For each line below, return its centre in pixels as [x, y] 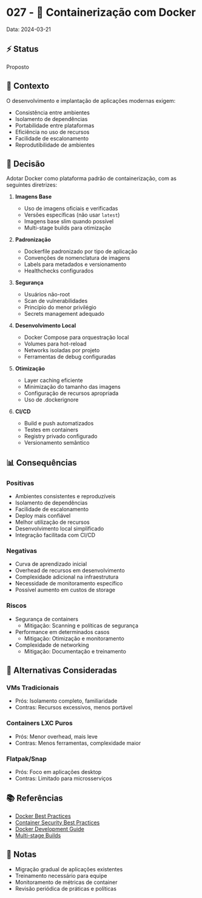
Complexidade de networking [52, 645]
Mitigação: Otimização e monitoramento [74, 638]
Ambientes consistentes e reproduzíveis [65, 496]
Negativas [22, 551]
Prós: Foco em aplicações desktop [58, 771]
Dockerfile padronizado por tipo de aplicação [81, 251]
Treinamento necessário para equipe [61, 875]
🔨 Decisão [26, 164]
